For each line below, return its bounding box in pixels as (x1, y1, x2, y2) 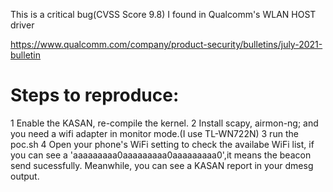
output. (10, 170, 40, 182)
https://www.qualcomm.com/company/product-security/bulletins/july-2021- (10, 39, 323, 50)
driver (10, 19, 35, 31)
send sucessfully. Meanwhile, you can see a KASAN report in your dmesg (10, 159, 314, 171)
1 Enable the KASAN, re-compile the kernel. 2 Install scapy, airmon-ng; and (10, 117, 319, 129)
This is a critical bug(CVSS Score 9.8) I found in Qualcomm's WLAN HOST (10, 9, 317, 20)
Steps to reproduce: (10, 84, 180, 107)
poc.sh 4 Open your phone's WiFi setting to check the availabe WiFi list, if (10, 138, 315, 150)
